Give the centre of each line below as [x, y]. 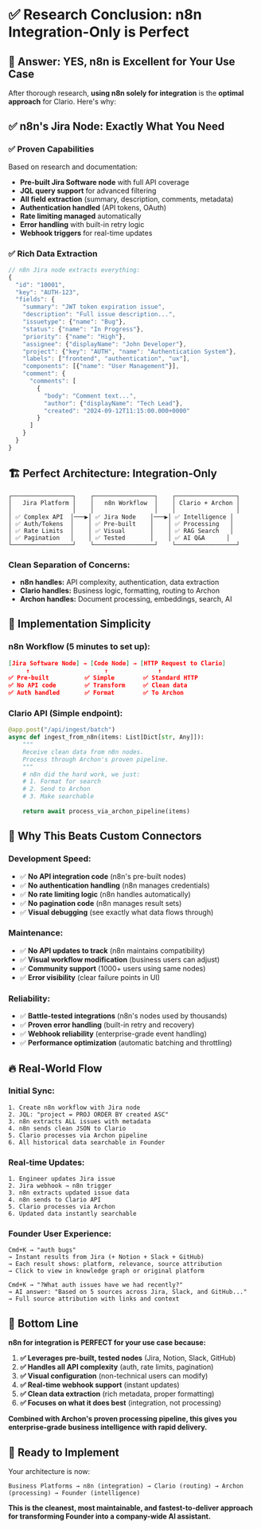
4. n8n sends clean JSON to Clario [67, 1128]
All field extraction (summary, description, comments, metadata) [127, 199]
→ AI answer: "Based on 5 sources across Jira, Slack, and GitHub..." [128, 1292]
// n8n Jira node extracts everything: [74, 270]
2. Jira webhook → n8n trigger [60, 1186]
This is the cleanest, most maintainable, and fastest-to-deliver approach [130, 1508]
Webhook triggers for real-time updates [86, 233]
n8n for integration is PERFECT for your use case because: [107, 1343]
